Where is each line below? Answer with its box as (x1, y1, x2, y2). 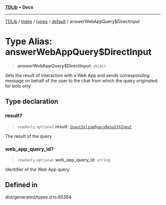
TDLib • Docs (5, 4, 34, 10)
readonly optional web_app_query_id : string (17, 156, 110, 163)
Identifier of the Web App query (5, 166, 70, 172)
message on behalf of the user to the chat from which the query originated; (5, 77, 159, 83)
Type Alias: (5, 36, 53, 47)
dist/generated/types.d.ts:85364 (5, 194, 72, 200)
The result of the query (5, 133, 52, 139)
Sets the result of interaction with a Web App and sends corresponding (5, 72, 150, 78)
